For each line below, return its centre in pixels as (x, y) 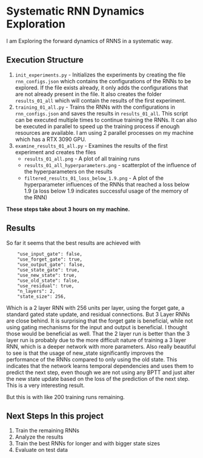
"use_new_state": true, (47, 275)
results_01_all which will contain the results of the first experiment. (100, 100)
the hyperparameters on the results (68, 171)
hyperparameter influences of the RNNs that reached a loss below (107, 184)
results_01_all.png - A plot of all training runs (82, 159)
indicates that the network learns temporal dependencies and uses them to (100, 366)
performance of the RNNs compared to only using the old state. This (92, 359)
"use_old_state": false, (48, 281)
